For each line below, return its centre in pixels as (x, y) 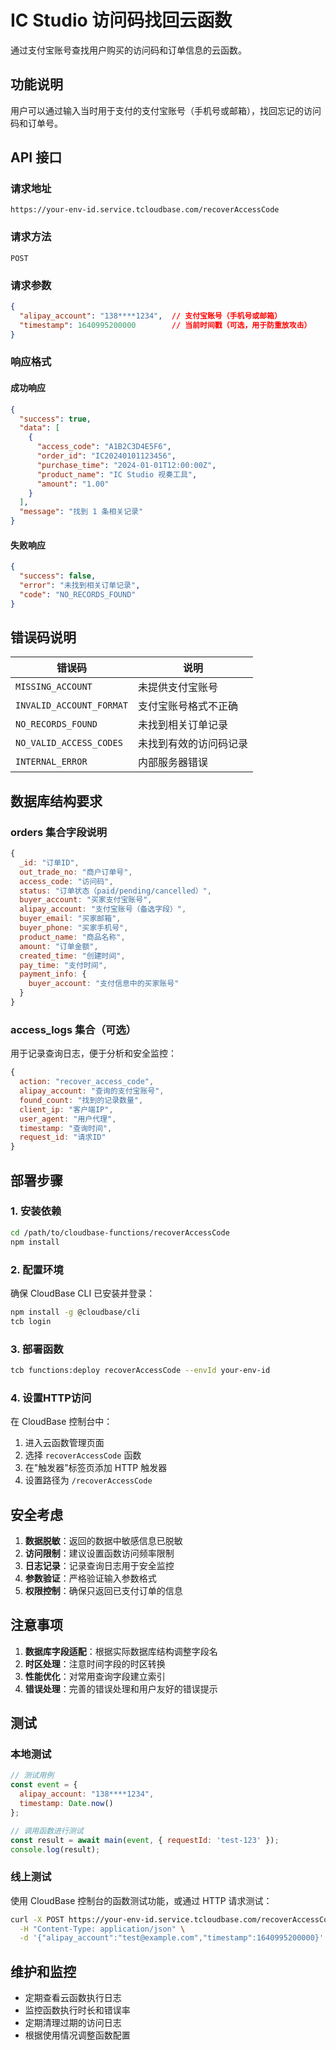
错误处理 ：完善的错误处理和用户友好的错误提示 (121, 1688)
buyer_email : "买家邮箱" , (70, 919)
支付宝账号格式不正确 (188, 706)
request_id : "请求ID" (63, 1137)
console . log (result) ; (55, 1849)
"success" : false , (58, 576)
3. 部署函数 (37, 1349)
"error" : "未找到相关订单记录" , (80, 585)
